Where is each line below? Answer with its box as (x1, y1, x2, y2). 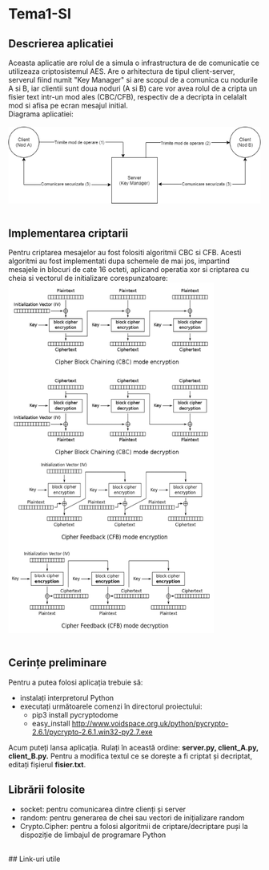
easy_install (31, 718, 70, 728)
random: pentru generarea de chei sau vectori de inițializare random (19, 812, 245, 823)
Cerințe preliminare (8, 656, 107, 670)
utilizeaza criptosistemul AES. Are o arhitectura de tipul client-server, (8, 67, 235, 76)
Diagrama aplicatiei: (8, 109, 74, 119)
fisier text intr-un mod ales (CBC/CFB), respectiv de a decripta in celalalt (8, 92, 247, 101)
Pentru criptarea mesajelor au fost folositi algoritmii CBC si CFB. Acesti (8, 248, 242, 258)
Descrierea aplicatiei (8, 37, 114, 51)
